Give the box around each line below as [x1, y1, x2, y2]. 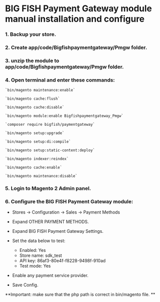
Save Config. [12, 282, 39, 288]
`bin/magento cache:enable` [5, 165, 63, 170]
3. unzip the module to [5, 57, 60, 64]
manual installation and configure [5, 13, 145, 25]
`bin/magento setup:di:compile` [5, 139, 71, 144]
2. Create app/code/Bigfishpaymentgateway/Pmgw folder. [5, 44, 148, 51]
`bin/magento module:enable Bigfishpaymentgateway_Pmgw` [5, 113, 124, 118]
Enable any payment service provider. [12, 273, 89, 278]
